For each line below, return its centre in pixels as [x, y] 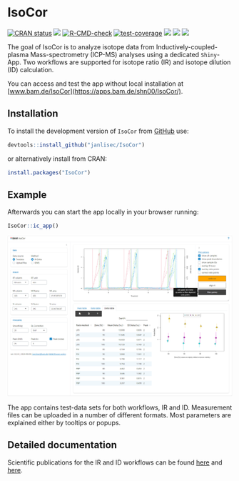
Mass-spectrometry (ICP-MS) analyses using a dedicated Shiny [124, 54]
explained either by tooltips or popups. [64, 422]
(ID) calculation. [31, 69]
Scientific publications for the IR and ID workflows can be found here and [115, 462]
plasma [18, 54]
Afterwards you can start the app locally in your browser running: [103, 212]
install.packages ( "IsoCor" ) [49, 172]
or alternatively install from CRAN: [57, 159]
